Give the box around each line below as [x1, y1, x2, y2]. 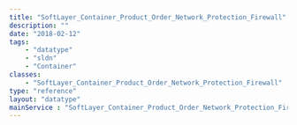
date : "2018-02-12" [9, 29, 81, 38]
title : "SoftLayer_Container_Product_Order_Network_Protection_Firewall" [9, 12, 287, 22]
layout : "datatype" [9, 94, 81, 104]
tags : [9, 37, 29, 47]
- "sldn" [25, 54, 57, 62]
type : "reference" [9, 86, 77, 95]
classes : [9, 70, 42, 79]
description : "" [9, 21, 69, 30]
